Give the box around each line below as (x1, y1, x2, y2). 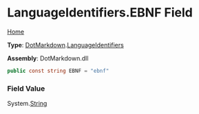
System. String (7, 100, 48, 108)
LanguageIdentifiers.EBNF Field (7, 5, 193, 21)
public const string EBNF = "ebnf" (7, 67, 109, 74)
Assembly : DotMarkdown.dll (7, 54, 89, 62)
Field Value (7, 84, 45, 93)
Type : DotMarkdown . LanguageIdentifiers (7, 41, 124, 49)
